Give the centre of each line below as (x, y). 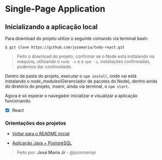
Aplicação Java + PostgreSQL (42, 143)
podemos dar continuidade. (44, 67)
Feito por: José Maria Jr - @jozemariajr (57, 152)
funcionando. (18, 101)
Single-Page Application (55, 9)
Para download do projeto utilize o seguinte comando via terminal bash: (77, 38)
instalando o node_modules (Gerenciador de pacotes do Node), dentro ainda (81, 81)
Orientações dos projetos (36, 123)
